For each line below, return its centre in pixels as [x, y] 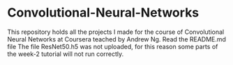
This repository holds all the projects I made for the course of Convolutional [116, 32]
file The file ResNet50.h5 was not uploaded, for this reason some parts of [113, 46]
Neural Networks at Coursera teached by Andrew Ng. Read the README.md [117, 39]
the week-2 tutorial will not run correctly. [66, 54]
